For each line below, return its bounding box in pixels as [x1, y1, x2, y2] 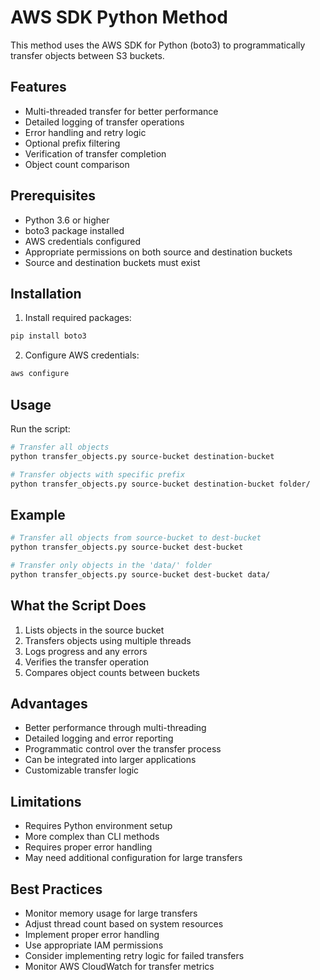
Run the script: [10, 422, 71, 435]
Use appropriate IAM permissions [24, 939, 164, 951]
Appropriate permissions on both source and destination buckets [24, 246, 293, 258]
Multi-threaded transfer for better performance [24, 105, 219, 117]
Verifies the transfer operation [24, 656, 150, 668]
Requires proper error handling [24, 841, 153, 853]
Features [10, 79, 67, 96]
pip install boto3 [10, 331, 87, 341]
